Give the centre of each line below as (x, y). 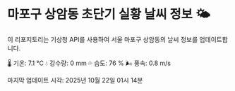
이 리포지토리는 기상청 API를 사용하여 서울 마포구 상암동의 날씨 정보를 (103, 39)
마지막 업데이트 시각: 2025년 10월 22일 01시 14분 (75, 80)
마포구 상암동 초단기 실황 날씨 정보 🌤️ (109, 14)
